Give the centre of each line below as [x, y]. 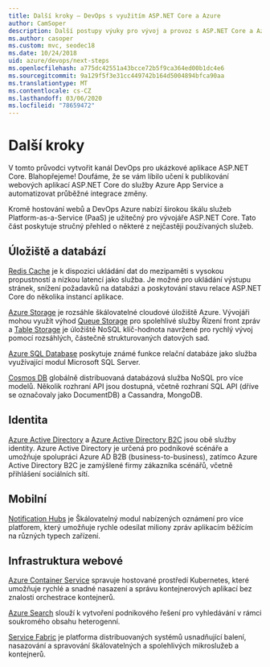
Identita [28, 420]
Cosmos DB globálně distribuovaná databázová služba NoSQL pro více [126, 377]
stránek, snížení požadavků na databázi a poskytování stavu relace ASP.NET [135, 288]
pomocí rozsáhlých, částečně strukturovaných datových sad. [109, 338]
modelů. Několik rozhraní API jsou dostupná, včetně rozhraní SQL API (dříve [134, 386]
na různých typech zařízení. [54, 536]
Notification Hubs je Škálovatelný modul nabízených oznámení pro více [126, 518]
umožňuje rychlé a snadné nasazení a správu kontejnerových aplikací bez [130, 589]
